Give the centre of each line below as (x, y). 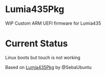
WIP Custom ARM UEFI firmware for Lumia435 (53, 23)
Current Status (36, 44)
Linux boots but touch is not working (43, 57)
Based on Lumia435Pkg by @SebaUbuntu (48, 67)
